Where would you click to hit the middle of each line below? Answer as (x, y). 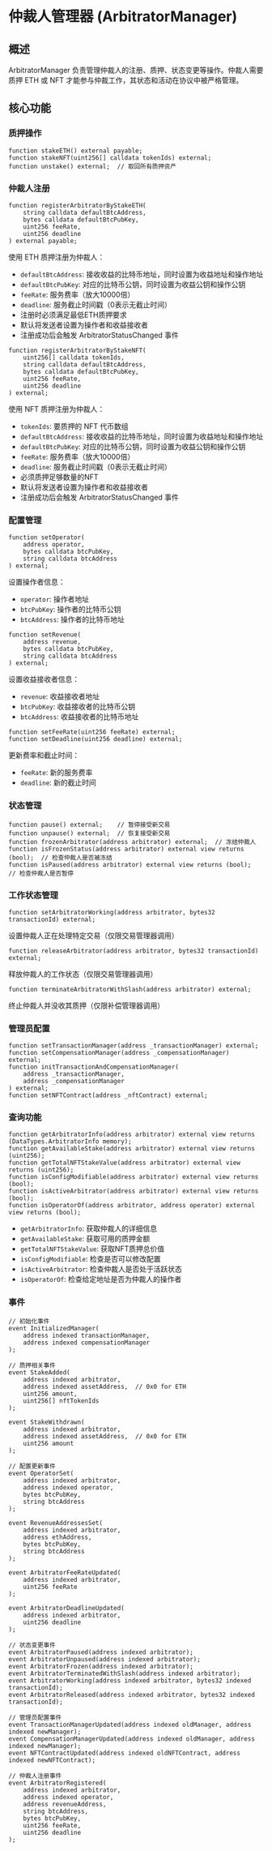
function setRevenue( (45, 635)
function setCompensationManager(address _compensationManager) (119, 1053)
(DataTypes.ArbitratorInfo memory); (70, 1142)
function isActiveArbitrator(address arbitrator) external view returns (134, 1191)
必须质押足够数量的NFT (59, 477)
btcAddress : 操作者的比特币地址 (72, 619)
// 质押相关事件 (32, 1365)
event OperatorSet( (41, 1473)
